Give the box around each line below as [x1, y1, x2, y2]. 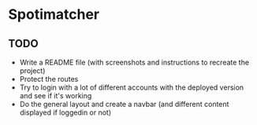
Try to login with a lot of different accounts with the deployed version [19, 83, 244, 92]
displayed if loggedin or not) [19, 108, 112, 117]
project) [19, 66, 46, 75]
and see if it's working [19, 91, 92, 100]
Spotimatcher [8, 6, 100, 24]
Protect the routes [19, 75, 79, 83]
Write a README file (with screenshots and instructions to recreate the [19, 57, 250, 67]
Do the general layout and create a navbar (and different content [19, 100, 229, 108]
